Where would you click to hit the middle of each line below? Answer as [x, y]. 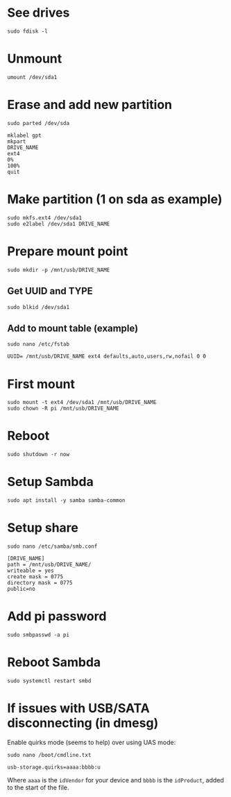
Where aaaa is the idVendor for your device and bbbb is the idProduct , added [115, 780]
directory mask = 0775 [40, 583]
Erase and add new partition [90, 105]
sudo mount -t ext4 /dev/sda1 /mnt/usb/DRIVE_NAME [82, 403]
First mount [41, 384]
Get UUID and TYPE [50, 291]
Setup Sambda [50, 482]
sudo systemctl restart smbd [49, 681]
